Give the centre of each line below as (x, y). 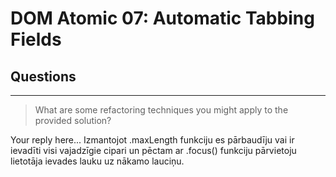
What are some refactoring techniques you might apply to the (161, 110)
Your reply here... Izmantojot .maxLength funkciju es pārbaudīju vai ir (152, 140)
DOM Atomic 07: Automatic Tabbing (162, 18)
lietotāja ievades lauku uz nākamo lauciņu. (97, 161)
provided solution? (73, 120)
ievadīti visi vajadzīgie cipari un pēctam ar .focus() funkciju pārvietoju (153, 150)
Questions (43, 76)
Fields (36, 39)
